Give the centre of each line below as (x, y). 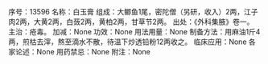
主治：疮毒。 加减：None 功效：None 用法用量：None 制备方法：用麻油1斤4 (134, 32)
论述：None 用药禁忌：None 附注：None (83, 52)
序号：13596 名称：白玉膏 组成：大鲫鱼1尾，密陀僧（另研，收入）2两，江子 (134, 12)
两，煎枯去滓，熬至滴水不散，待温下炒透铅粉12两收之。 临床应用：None (128, 42)
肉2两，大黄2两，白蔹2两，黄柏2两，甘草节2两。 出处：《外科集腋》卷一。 (131, 22)
